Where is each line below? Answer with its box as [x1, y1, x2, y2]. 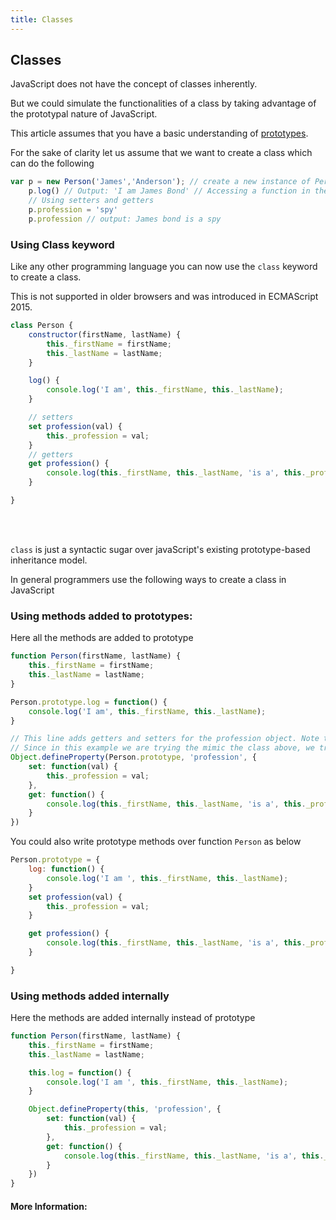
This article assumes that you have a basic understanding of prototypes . [10, 127, 309, 140]
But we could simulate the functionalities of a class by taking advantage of [10, 97, 317, 110]
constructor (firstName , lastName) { [28, 329, 182, 340]
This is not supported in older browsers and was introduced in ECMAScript [10, 291, 319, 303]
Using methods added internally [10, 989, 170, 1003]
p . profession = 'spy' [28, 205, 118, 215]
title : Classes [10, 14, 74, 25]
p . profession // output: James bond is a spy [28, 214, 222, 224]
